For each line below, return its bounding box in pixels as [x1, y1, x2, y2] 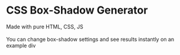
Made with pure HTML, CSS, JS [6, 23, 83, 30]
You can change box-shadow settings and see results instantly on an [6, 35, 175, 43]
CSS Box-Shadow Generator [6, 4, 148, 17]
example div [6, 42, 36, 49]
